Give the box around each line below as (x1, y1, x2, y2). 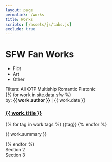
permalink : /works (5, 12, 44, 17)
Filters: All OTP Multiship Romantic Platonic (5, 86, 96, 92)
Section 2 (5, 147, 25, 153)
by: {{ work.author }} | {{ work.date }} (5, 97, 86, 103)
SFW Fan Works (5, 49, 74, 60)
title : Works (5, 17, 33, 22)
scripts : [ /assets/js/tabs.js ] (5, 21, 72, 27)
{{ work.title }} (5, 109, 42, 117)
